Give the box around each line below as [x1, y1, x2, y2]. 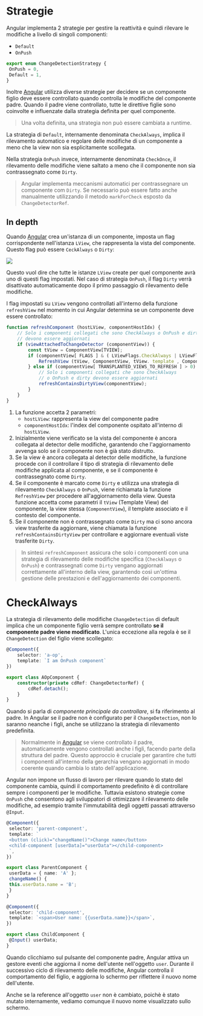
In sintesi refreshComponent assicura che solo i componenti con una [21, 549, 189, 556]
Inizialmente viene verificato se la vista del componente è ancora [14, 434, 177, 441]
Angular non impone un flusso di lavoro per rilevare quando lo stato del [6, 776, 183, 784]
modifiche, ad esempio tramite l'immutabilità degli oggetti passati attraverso [6, 802, 195, 809]
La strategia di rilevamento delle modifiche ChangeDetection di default [6, 616, 179, 623]
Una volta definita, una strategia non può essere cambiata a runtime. [21, 119, 192, 126]
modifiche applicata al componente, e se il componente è [14, 466, 158, 474]
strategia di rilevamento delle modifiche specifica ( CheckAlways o [21, 555, 182, 562]
